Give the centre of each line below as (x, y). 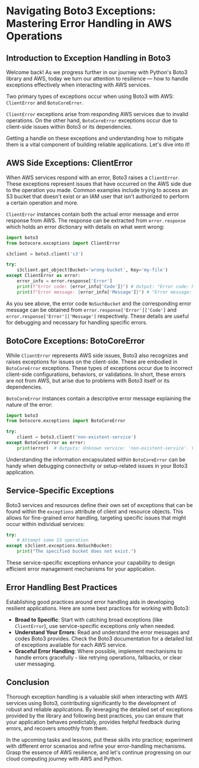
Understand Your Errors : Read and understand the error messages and (102, 632)
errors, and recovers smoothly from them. (57, 728)
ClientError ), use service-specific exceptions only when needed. (95, 626)
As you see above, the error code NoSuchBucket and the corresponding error (99, 303)
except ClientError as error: (44, 276)
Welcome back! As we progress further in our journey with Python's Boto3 (97, 72)
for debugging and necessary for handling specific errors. (77, 322)
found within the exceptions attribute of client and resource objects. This (95, 511)
